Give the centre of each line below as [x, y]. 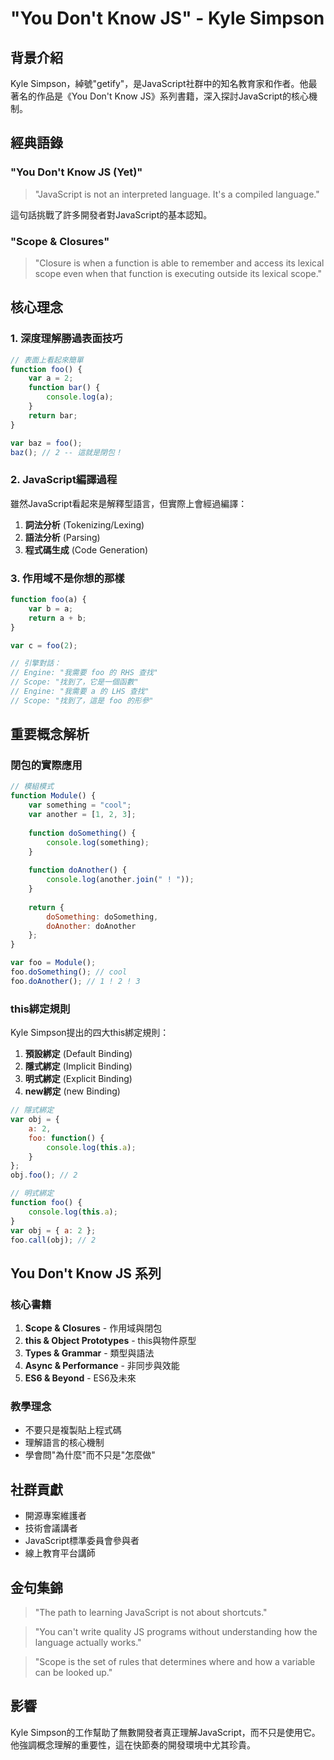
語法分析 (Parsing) [62, 537]
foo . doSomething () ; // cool [69, 972]
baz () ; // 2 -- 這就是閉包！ [66, 452]
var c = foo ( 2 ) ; [44, 645]
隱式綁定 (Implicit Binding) [78, 1066]
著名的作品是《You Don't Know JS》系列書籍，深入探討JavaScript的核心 [159, 96]
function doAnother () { [78, 870]
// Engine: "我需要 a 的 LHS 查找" [80, 692]
